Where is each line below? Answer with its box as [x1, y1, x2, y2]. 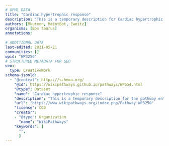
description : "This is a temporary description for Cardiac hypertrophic [5, 17, 163, 22]
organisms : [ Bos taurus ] [5, 26, 57, 31]
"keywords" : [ [14, 124, 44, 129]
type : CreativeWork [10, 68, 51, 73]
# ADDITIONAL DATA [5, 40, 44, 45]
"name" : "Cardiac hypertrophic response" [14, 91, 102, 96]
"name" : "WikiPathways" [18, 119, 69, 124]
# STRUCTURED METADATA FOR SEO [5, 59, 71, 64]
